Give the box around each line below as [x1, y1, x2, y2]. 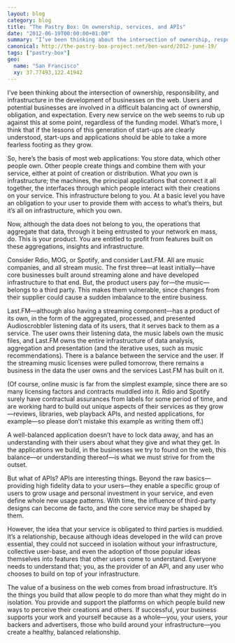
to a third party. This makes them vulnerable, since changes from [31, 285, 220, 294]
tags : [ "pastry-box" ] [7, 50, 71, 57]
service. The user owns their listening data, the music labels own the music [7, 329, 224, 337]
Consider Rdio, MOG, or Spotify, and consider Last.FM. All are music [7, 255, 204, 264]
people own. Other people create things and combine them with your [7, 161, 206, 170]
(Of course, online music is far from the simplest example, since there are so [7, 379, 227, 388]
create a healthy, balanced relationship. [7, 628, 121, 636]
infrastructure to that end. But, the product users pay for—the [7, 278, 185, 286]
